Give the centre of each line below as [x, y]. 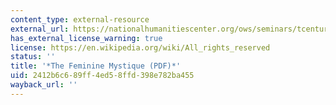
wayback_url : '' [44, 85]
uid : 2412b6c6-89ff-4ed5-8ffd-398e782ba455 [102, 76]
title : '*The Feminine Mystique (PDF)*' [96, 66]
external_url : [40, 29]
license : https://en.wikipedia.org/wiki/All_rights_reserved [140, 47]
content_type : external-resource [80, 19]
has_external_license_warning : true [86, 38]
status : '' [33, 57]
